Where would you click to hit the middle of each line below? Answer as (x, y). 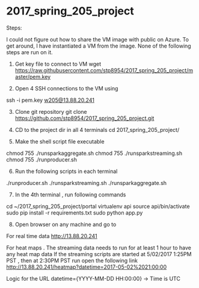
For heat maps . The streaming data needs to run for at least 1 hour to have (99, 248)
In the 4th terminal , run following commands (70, 195)
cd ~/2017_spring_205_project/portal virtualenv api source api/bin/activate (98, 206)
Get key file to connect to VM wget (58, 64)
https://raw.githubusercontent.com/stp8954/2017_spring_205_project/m (104, 70)
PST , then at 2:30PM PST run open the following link (72, 260)
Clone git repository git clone (51, 111)
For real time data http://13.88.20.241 (52, 236)
